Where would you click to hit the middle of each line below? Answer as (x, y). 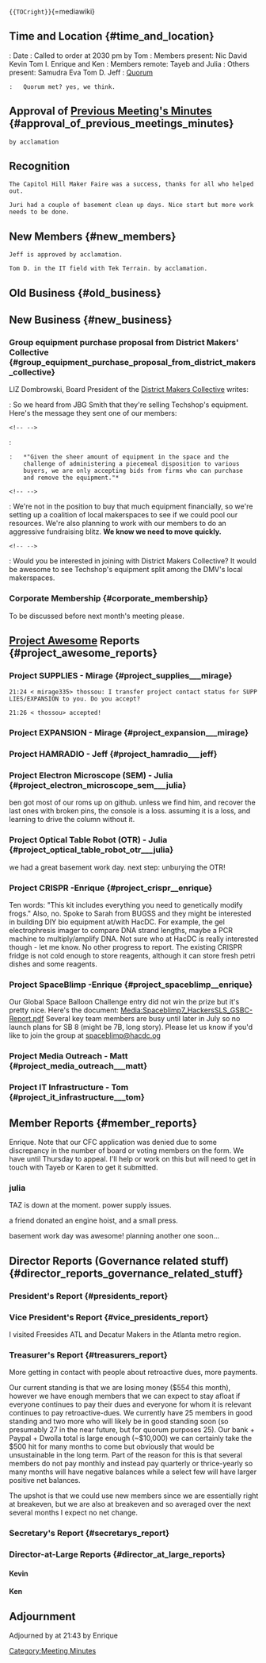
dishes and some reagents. (53, 964)
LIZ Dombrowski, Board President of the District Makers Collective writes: (129, 390)
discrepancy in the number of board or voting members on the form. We (127, 1150)
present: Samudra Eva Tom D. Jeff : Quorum (81, 72)
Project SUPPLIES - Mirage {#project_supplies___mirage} (121, 675)
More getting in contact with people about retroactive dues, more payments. (133, 1373)
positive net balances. (45, 1481)
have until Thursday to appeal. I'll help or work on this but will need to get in (133, 1159)
